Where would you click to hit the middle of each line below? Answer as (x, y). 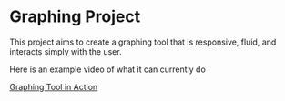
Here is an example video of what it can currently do (108, 69)
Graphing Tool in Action (54, 86)
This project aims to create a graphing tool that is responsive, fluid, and (143, 42)
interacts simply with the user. (66, 51)
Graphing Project (75, 17)
